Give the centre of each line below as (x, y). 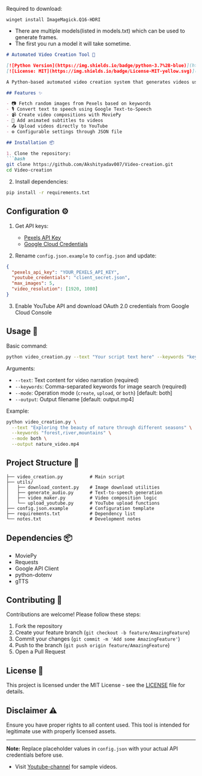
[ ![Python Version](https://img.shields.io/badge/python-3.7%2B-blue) (96, 66)
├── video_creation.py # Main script (66, 477)
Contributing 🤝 (34, 600)
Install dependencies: (41, 182)
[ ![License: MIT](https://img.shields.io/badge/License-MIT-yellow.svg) (99, 71)
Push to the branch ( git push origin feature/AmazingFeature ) (92, 645)
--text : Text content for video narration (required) (77, 380)
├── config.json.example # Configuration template (80, 508)
